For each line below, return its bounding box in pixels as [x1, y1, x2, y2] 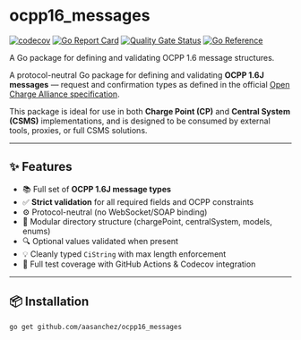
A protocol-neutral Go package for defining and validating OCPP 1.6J [9, 69, 264, 81]
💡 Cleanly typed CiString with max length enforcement [21, 248, 227, 259]
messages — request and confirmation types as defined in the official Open [9, 79, 290, 89]
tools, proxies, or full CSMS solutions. [9, 124, 148, 135]
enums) [21, 225, 51, 236]
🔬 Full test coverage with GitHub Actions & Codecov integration [21, 259, 256, 269]
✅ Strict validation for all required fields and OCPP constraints [21, 196, 254, 207]
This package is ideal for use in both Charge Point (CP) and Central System [9, 106, 291, 116]
